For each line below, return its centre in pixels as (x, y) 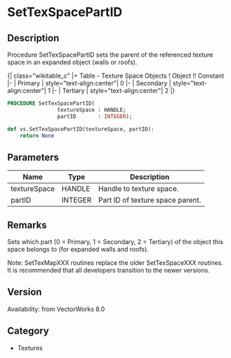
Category (28, 331)
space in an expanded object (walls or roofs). (72, 62)
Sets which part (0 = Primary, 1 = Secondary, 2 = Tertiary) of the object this (115, 242)
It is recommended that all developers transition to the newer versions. (109, 270)
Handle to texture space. (139, 189)
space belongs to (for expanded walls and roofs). (78, 249)
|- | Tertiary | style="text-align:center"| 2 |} (114, 91)
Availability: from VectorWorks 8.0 (56, 309)
